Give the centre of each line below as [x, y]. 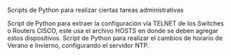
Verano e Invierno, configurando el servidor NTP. [78, 45]
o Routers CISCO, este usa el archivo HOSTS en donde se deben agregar [113, 31]
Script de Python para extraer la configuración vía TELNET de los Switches [116, 23]
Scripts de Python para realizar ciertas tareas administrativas [95, 10]
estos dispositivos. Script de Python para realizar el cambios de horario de [115, 38]
